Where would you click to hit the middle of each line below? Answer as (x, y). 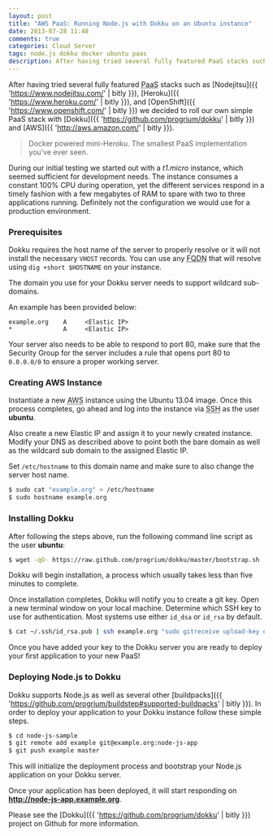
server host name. (39, 475)
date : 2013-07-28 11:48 (49, 31)
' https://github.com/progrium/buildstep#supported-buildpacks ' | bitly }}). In (135, 703)
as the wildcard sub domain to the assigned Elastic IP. (98, 451)
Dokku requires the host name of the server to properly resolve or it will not (134, 250)
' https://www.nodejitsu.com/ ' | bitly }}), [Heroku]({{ (94, 93)
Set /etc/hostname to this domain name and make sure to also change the (131, 466)
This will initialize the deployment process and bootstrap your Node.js (125, 766)
